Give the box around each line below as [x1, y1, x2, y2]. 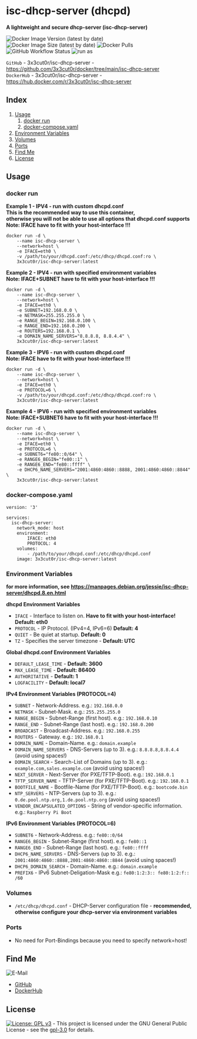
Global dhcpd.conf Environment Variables [6, 649, 111, 656]
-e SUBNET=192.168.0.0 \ [16, 308, 78, 313]
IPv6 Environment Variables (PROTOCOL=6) [6, 820, 116, 827]
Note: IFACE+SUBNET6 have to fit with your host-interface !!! [6, 414, 159, 422]
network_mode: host [16, 525, 65, 531]
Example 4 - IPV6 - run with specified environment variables [6, 408, 157, 415]
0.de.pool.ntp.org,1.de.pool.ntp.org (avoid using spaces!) [14, 796, 161, 803]
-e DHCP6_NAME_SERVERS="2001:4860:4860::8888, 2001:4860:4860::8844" [16, 467, 191, 473]
